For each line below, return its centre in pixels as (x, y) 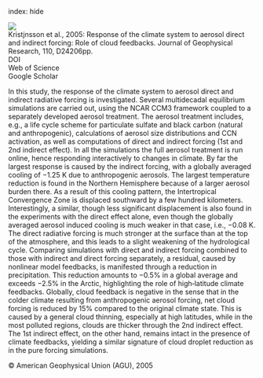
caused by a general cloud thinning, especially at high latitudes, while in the (130, 317)
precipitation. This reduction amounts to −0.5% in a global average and (123, 275)
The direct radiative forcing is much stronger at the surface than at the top (128, 233)
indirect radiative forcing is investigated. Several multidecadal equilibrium (127, 100)
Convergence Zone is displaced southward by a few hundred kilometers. (126, 200)
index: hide (26, 11)
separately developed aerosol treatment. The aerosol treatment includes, (126, 116)
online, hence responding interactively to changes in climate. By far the (123, 158)
